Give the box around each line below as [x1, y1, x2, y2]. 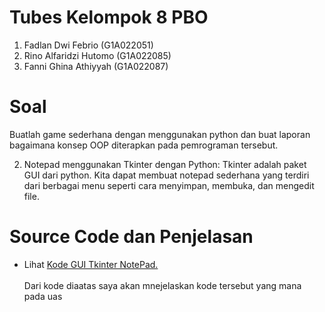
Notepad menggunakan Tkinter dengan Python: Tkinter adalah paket [23, 158, 307, 170]
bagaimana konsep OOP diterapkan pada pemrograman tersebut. [9, 139, 279, 151]
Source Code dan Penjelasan [9, 226, 254, 248]
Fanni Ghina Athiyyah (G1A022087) [23, 60, 169, 72]
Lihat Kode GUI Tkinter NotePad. [23, 258, 159, 270]
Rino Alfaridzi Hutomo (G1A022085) [23, 49, 172, 61]
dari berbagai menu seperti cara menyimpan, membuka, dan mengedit [23, 179, 315, 191]
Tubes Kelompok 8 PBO [9, 6, 209, 29]
